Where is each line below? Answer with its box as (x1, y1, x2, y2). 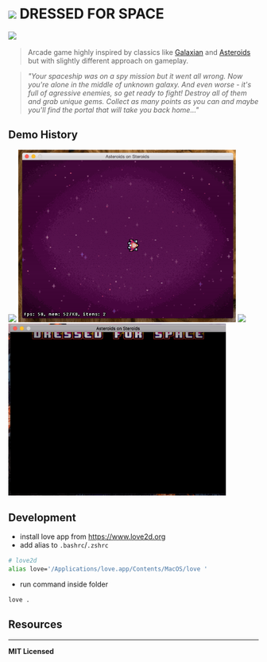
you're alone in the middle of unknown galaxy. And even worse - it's (27, 79, 252, 89)
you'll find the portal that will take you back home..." (27, 105, 199, 114)
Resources (8, 617, 63, 632)
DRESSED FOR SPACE (19, 5, 164, 23)
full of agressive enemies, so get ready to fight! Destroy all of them (27, 88, 248, 98)
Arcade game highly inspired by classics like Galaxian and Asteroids (27, 47, 251, 56)
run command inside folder (19, 579, 109, 589)
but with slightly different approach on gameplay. (27, 56, 189, 65)
